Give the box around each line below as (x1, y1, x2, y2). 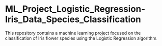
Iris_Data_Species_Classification (5, 14, 141, 25)
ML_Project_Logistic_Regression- (5, 3, 146, 15)
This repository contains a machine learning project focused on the (5, 30, 141, 36)
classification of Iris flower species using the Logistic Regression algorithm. (5, 35, 158, 41)
